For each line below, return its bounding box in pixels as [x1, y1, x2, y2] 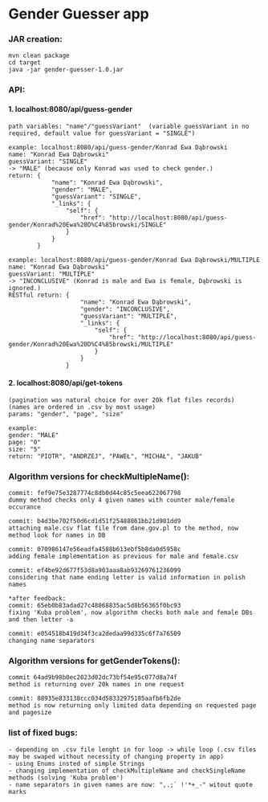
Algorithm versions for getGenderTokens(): [8, 656, 181, 667]
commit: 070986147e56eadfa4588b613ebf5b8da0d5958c [8, 546, 181, 554]
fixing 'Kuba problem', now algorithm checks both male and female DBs [8, 608, 253, 617]
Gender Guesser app [8, 5, 150, 23]
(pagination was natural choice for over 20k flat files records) [8, 395, 235, 404]
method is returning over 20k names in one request [8, 681, 185, 689]
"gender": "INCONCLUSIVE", [79, 305, 171, 313]
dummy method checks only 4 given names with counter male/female [8, 496, 235, 505]
